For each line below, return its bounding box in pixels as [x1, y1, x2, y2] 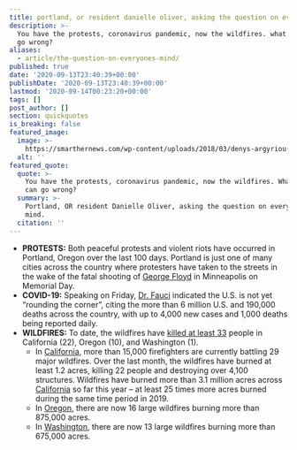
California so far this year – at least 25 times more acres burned [34, 384, 267, 394]
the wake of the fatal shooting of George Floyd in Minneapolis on [21, 271, 259, 281]
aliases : [9, 46, 42, 55]
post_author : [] [9, 103, 69, 112]
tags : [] [9, 95, 42, 104]
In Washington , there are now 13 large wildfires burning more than [34, 421, 276, 431]
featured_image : [9, 128, 69, 137]
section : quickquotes [9, 111, 89, 120]
